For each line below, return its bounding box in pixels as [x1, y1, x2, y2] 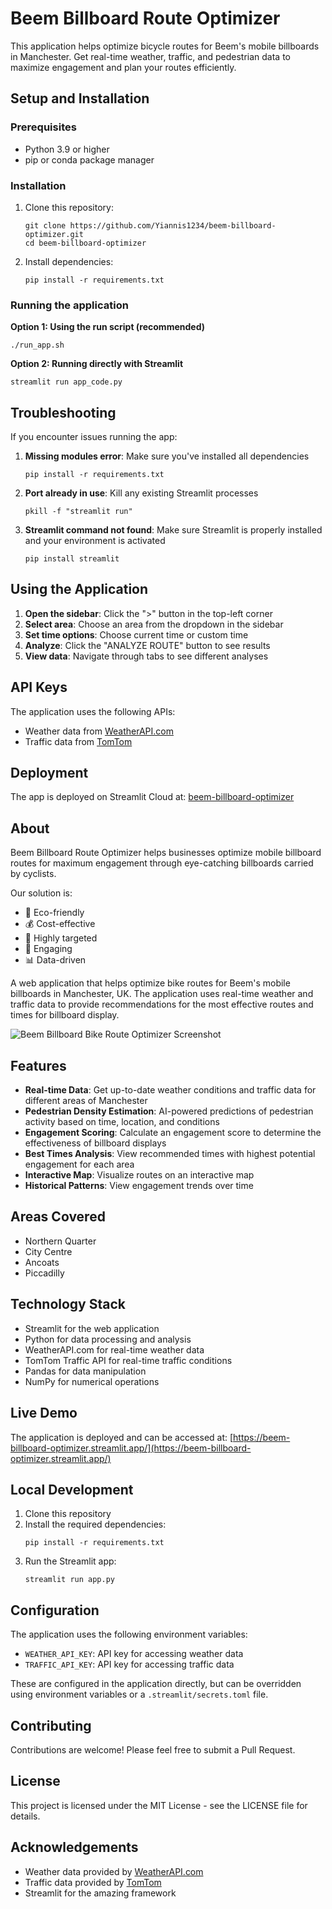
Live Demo [10, 1405, 78, 1422]
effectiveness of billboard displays [24, 1137, 167, 1149]
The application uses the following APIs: [10, 705, 176, 717]
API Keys [10, 679, 68, 696]
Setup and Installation [10, 90, 150, 107]
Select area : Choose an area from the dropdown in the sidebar [24, 618, 284, 630]
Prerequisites [10, 120, 77, 134]
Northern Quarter [24, 1235, 97, 1247]
